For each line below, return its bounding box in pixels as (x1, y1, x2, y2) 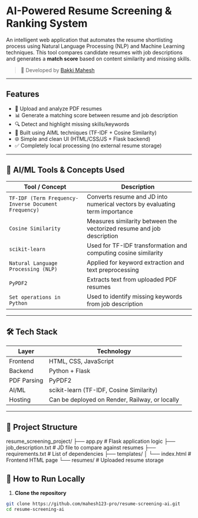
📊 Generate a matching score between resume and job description (14, 111, 178, 119)
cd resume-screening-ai (6, 506, 65, 512)
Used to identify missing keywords (87, 292, 183, 300)
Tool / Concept (24, 182, 67, 190)
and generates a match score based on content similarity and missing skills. (6, 55, 192, 62)
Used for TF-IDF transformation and (87, 241, 187, 250)
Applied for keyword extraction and (87, 258, 184, 267)
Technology (97, 347, 131, 355)
